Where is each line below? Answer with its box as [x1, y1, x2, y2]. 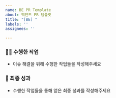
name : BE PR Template [5, 7, 51, 13]
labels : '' [5, 21, 28, 27]
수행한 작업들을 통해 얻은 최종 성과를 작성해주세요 [12, 87, 111, 93]
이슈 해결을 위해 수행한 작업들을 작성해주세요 [12, 61, 102, 67]
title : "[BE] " [5, 17, 38, 22]
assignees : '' [5, 26, 36, 31]
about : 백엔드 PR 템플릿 [5, 12, 52, 17]
